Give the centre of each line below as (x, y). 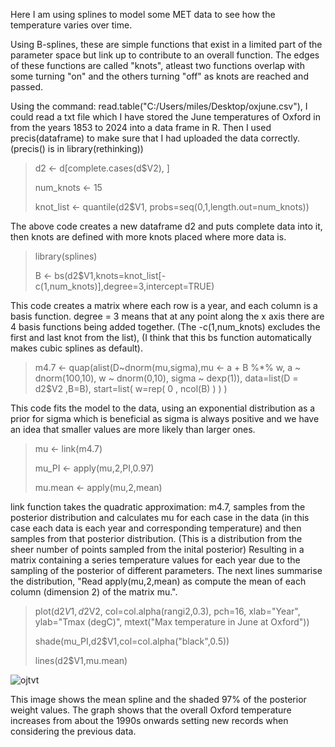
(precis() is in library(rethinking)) (77, 148)
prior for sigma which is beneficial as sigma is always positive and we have (165, 418)
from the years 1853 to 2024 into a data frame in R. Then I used (141, 127)
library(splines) (66, 256)
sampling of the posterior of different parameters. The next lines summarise (166, 570)
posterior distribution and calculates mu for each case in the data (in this (160, 517)
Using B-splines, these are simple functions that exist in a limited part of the (166, 44)
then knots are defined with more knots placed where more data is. (148, 237)
